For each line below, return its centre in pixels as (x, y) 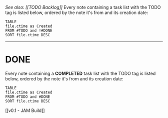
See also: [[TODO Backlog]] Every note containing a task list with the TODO (83, 7)
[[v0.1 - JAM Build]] (25, 110)
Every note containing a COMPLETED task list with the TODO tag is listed (80, 73)
